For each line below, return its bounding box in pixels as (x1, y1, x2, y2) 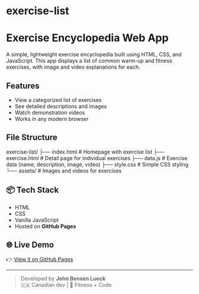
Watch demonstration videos (14, 108, 85, 116)
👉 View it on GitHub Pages (6, 256, 73, 263)
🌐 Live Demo (6, 239, 54, 250)
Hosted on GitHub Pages (14, 222, 76, 229)
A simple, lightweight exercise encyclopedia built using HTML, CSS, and (6, 51, 182, 58)
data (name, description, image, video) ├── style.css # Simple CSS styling (6, 161, 188, 168)
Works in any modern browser (14, 115, 89, 122)
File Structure (6, 132, 57, 143)
